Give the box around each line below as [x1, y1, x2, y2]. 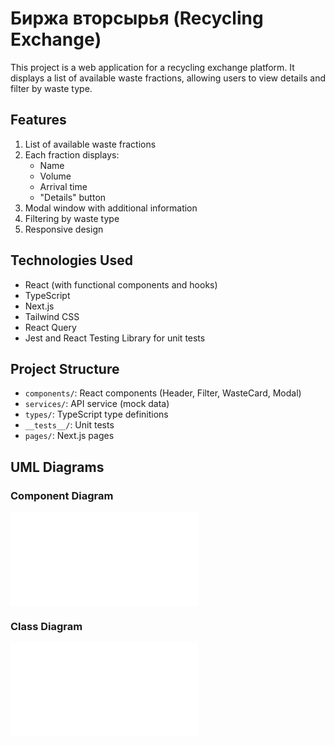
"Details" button [39, 191, 107, 203]
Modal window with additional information [24, 202, 198, 214]
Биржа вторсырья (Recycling [10, 7, 264, 30]
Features [10, 112, 67, 129]
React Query [24, 321, 77, 333]
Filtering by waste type [24, 212, 120, 224]
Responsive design [24, 223, 104, 235]
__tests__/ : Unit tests [24, 419, 115, 431]
